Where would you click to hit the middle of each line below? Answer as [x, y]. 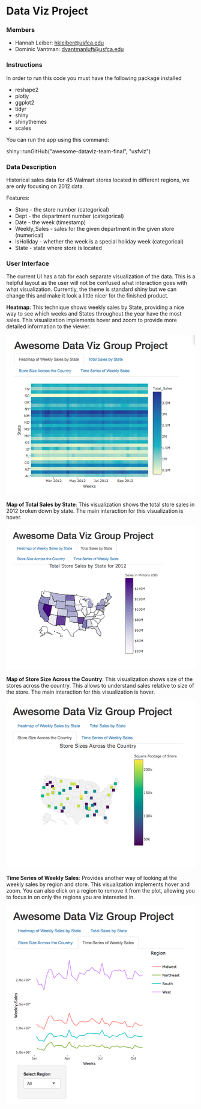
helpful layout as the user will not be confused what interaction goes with [97, 283]
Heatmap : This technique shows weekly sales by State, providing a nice [95, 307]
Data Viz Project [47, 11]
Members [20, 30]
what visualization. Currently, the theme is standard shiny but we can [91, 289]
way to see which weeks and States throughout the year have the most [94, 314]
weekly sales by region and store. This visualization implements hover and [98, 884]
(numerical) [29, 235]
